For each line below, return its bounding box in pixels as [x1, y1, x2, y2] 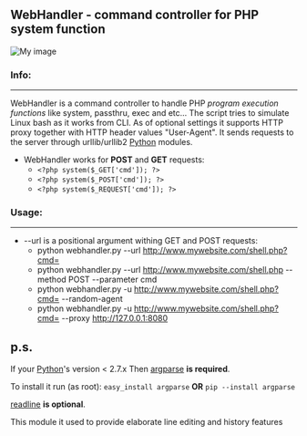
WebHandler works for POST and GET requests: [23, 154, 205, 165]
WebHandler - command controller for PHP [10, 7, 259, 23]
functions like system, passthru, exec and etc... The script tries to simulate [10, 108, 290, 119]
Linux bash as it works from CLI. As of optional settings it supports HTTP [10, 118, 283, 129]
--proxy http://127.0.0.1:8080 [61, 313, 169, 324]
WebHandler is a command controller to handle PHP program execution [10, 98, 279, 109]
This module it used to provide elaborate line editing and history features [10, 417, 283, 428]
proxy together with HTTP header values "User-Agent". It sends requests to [10, 127, 294, 138]
